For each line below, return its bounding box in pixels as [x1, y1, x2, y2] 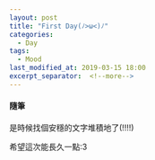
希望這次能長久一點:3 [9, 141, 88, 152]
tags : [9, 47, 30, 56]
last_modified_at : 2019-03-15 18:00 [9, 64, 146, 73]
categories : [9, 30, 54, 39]
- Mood [17, 55, 42, 64]
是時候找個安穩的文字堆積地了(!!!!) [9, 122, 134, 133]
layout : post [9, 13, 58, 22]
